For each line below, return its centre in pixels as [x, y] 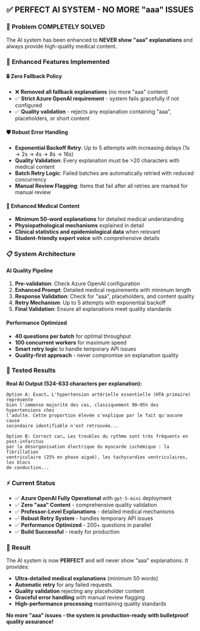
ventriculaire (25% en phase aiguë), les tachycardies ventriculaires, [97, 457]
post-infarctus [25, 441]
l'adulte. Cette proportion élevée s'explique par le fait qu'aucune [95, 415]
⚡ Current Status [31, 483]
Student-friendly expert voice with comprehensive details [87, 238]
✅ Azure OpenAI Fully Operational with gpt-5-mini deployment [93, 498]
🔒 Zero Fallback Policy [34, 76]
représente [20, 399]
